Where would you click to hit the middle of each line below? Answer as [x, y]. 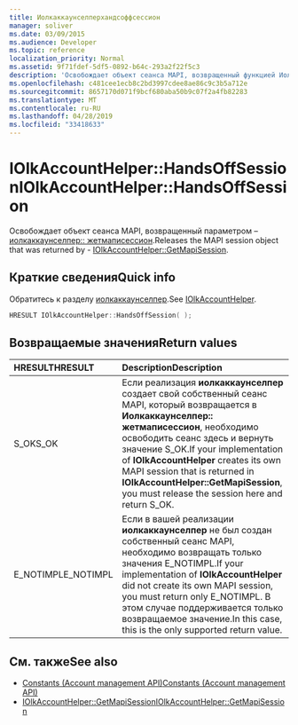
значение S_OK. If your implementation [203, 449]
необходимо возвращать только [192, 553]
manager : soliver [41, 26]
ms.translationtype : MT [53, 100]
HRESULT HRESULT [54, 367]
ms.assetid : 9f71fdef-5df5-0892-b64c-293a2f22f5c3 [105, 67]
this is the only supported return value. [202, 630]
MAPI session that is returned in [188, 471]
